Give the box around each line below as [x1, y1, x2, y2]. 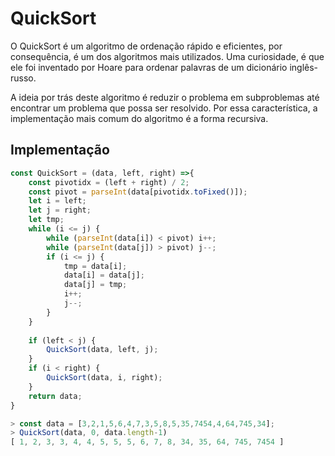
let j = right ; [28, 205, 92, 216]
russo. [10, 72, 37, 84]
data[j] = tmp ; [63, 280, 128, 290]
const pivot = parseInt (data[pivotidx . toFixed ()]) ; [28, 187, 248, 197]
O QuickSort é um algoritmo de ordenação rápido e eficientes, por [10, 40, 283, 52]
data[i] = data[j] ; [63, 270, 145, 281]
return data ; [28, 391, 83, 401]
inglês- [289, 61, 319, 73]
